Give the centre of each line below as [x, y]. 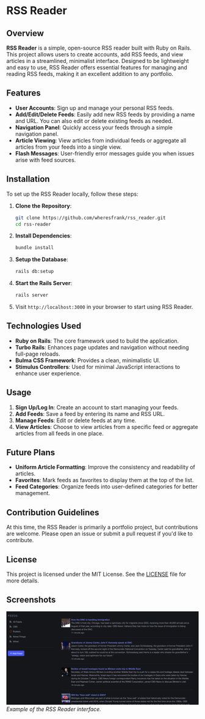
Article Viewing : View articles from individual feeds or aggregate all [101, 140]
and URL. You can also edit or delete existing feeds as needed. [94, 121]
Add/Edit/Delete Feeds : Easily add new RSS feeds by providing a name [105, 114]
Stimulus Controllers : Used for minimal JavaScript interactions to [98, 367]
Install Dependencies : [43, 236]
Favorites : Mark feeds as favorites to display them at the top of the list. [104, 480]
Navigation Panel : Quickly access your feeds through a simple [94, 127]
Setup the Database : [41, 259]
